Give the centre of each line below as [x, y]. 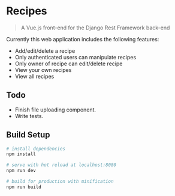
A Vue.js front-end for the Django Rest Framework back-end [95, 28]
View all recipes [34, 76]
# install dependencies [36, 149]
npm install [21, 154]
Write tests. [29, 116]
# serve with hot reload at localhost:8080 [61, 165]
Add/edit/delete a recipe [45, 51]
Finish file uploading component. [55, 110]
